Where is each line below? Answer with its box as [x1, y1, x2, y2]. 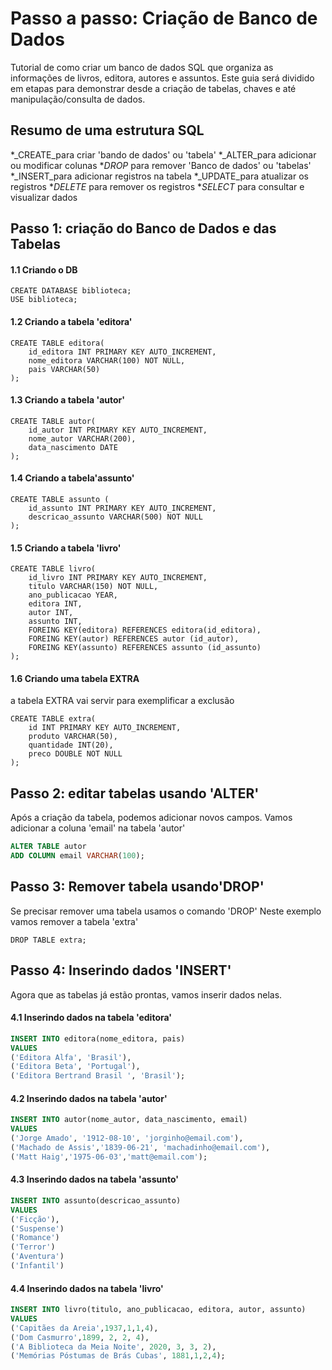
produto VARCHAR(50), [28, 732, 118, 742]
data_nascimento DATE [28, 442, 118, 452]
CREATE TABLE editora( [10, 338, 105, 348]
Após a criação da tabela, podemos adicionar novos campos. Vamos [10, 812, 293, 824]
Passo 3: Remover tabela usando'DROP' [10, 878, 265, 896]
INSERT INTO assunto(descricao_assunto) [10, 1195, 182, 1206]
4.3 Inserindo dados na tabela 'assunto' [10, 1173, 179, 1186]
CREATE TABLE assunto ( [10, 494, 110, 504]
